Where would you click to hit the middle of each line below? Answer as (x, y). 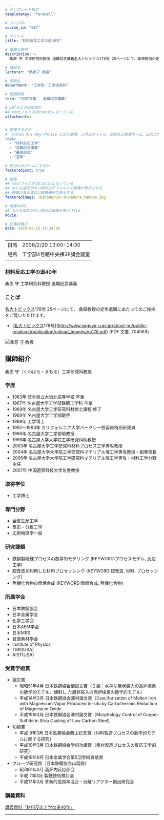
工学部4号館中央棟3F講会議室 (56, 254)
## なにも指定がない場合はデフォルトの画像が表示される (54, 188)
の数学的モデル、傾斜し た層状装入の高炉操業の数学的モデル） (82, 692)
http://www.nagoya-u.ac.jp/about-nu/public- (103, 326)
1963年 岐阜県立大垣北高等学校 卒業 (48, 397)
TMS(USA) (23, 650)
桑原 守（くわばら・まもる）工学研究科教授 (48, 371)
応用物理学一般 (27, 533)
